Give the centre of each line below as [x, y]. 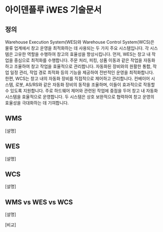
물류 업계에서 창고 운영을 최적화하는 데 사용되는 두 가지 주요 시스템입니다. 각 [77, 48]
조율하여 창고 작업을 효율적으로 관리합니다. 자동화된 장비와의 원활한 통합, [83, 66]
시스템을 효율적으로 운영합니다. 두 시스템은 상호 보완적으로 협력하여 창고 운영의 [80, 97]
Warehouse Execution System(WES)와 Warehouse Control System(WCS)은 [80, 42]
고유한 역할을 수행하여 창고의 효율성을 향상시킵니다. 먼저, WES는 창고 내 [82, 54]
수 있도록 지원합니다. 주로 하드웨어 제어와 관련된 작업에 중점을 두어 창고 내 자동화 [81, 91]
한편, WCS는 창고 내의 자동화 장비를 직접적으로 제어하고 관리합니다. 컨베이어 [77, 79]
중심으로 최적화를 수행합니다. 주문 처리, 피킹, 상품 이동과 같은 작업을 [78, 60]
